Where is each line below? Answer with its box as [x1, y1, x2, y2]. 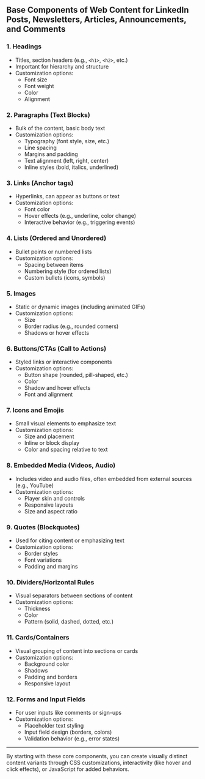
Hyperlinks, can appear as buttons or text [15, 193, 120, 200]
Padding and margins [24, 563, 78, 570]
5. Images [6, 289, 36, 297]
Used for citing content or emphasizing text [15, 537, 125, 544]
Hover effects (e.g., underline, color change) [24, 212, 136, 220]
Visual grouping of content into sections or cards [15, 647, 138, 654]
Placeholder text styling [24, 721, 84, 729]
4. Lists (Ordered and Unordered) [6, 234, 107, 242]
